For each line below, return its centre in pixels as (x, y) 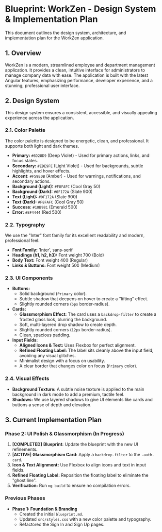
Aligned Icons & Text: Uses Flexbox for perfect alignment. (77, 345)
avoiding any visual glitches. (48, 356)
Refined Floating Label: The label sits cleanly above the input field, (86, 350)
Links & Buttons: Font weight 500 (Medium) (56, 265)
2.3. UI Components (29, 278)
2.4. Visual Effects (27, 378)
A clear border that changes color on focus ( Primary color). (78, 366)
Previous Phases (25, 498)
